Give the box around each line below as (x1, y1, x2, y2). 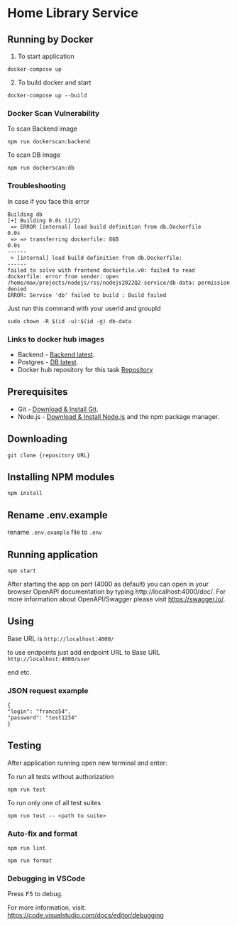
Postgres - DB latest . (17, 357, 79, 366)
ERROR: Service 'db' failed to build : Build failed (7, 291, 167, 299)
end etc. (7, 668, 32, 676)
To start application (17, 52, 75, 60)
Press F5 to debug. (7, 890, 63, 898)
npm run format (7, 857, 53, 864)
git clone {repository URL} (7, 452, 91, 459)
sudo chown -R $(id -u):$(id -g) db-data (7, 317, 132, 325)
